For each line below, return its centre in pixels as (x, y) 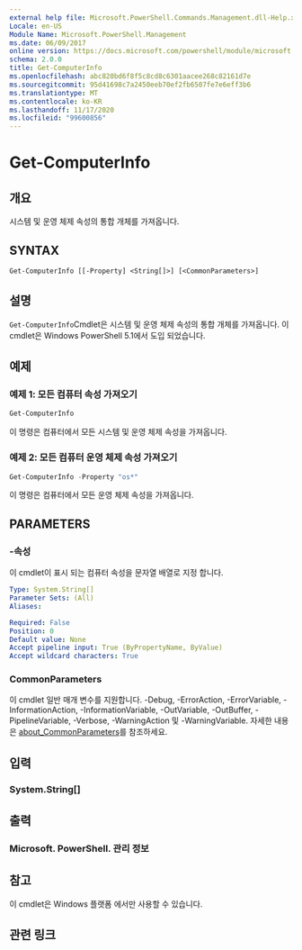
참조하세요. (148, 732)
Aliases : (26, 606)
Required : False (40, 622)
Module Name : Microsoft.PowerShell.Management (98, 34)
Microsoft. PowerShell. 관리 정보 (80, 849)
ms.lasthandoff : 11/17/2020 (62, 110)
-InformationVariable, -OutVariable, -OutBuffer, (166, 710)
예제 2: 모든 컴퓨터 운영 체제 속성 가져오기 (93, 457)
